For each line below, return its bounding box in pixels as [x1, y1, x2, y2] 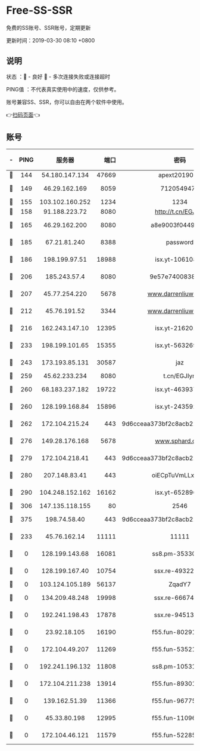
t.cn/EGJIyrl [163, 372, 196, 380]
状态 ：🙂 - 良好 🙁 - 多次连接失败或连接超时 [6, 73, 110, 80]
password [165, 238, 194, 246]
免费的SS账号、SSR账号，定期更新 [6, 24, 91, 31]
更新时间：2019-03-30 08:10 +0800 [6, 36, 95, 44]
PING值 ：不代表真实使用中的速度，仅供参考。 [6, 85, 120, 93]
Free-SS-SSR [6, 4, 73, 17]
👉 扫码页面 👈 [6, 111, 40, 118]
